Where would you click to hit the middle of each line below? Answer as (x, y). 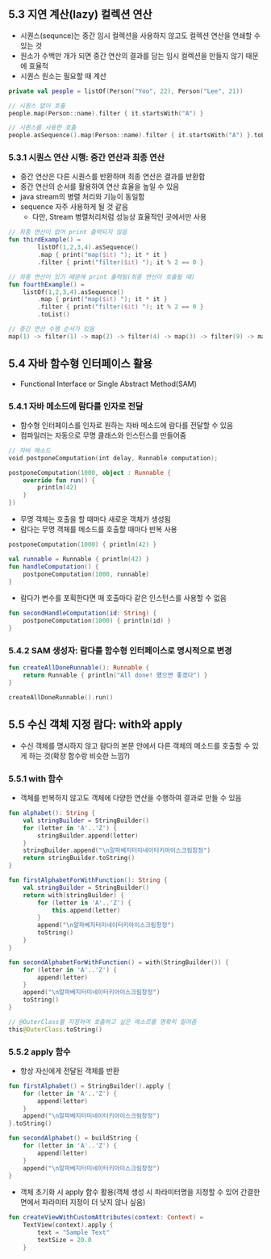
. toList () (54, 315)
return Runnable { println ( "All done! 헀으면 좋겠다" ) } (115, 676)
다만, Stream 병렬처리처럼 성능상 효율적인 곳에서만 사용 (119, 217)
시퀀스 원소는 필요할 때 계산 (63, 76)
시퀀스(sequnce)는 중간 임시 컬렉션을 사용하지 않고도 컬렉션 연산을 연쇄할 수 (140, 36)
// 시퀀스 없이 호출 (37, 106)
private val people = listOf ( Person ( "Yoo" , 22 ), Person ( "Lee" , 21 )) (126, 91)
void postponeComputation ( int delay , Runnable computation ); (113, 458)
